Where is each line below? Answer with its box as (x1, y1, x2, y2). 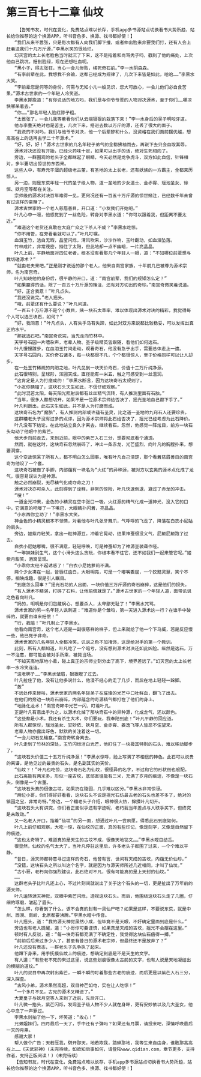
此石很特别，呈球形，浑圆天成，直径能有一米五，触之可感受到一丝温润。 (14, 371, 166, 377)
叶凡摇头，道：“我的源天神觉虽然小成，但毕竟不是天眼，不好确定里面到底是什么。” (14, 919, 187, 925)
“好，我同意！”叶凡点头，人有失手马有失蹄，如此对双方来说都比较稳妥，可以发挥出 (14, 320, 190, 326)
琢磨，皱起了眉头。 (14, 899, 56, 905)
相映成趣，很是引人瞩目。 (14, 575, 69, 581)
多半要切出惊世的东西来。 (14, 160, 69, 167)
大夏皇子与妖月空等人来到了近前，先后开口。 (14, 995, 109, 1001)
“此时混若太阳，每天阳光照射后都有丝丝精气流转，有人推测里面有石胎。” (14, 390, 165, 396)
